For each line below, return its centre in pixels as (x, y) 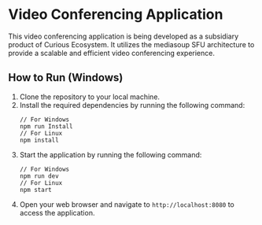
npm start (36, 190)
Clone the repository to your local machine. (89, 97)
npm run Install (46, 126)
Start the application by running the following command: (111, 154)
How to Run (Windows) (66, 77)
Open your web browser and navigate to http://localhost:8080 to (127, 204)
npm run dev (39, 176)
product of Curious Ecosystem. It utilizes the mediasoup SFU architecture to (131, 44)
